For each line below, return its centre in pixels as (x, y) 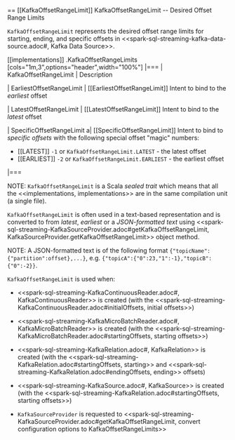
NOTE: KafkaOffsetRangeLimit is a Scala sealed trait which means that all (113, 186)
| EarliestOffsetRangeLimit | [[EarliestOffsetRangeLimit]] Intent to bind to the (117, 88)
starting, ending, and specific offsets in (64, 39)
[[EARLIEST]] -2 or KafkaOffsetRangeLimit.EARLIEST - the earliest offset (121, 159)
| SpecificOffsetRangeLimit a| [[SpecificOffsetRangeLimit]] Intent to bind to (115, 130)
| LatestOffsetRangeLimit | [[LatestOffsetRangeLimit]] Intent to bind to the (113, 109)
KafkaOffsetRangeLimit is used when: (61, 279)
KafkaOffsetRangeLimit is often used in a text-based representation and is (114, 214)
